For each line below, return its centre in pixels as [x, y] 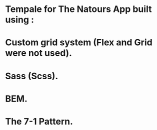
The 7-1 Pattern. [39, 121]
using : [19, 20]
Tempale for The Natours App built [78, 9]
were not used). [39, 53]
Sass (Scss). [32, 76]
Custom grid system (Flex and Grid [79, 43]
